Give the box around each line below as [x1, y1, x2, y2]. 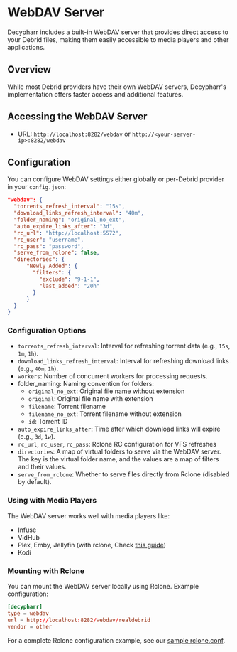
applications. [7, 43, 45, 51]
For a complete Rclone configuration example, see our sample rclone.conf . [7, 636, 226, 644]
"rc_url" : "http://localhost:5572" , [13, 229, 122, 237]
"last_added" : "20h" [38, 282, 100, 289]
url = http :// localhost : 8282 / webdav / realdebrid [7, 616, 151, 624]
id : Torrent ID [28, 417, 68, 426]
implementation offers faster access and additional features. [7, 90, 184, 98]
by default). [17, 478, 52, 486]
